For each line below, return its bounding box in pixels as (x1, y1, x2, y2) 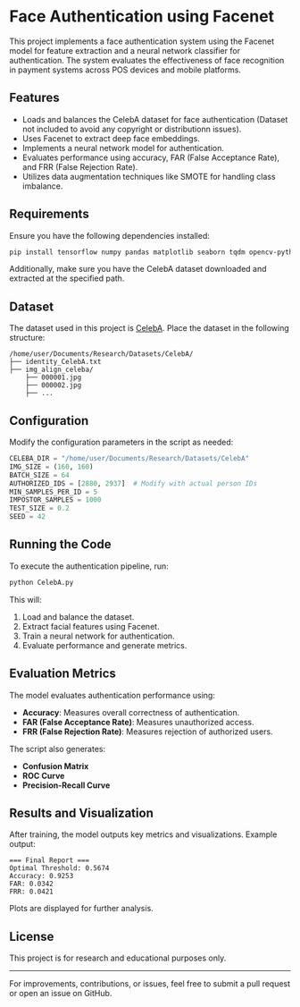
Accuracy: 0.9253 (9, 872, 74, 881)
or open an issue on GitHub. (9, 988, 112, 999)
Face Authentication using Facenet (9, 6, 275, 27)
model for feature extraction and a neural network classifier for (9, 45, 241, 55)
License (9, 928, 54, 944)
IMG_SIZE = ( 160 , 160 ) (9, 462, 94, 471)
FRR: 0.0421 (9, 887, 54, 896)
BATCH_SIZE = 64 (9, 470, 70, 479)
